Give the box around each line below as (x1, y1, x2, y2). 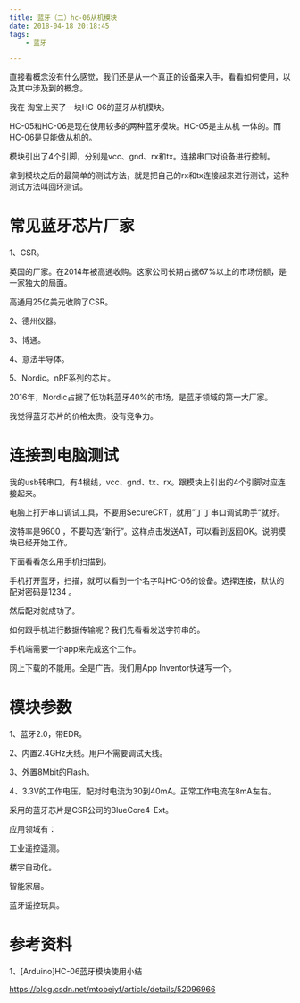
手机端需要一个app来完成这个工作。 (9, 644, 141, 655)
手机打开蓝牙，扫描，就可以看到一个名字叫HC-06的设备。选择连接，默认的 (9, 575, 285, 587)
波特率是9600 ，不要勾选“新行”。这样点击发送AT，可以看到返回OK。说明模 (9, 526, 286, 537)
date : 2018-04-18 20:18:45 (9, 21, 110, 30)
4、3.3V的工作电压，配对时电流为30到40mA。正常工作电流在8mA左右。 (9, 785, 277, 797)
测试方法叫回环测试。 (9, 181, 87, 193)
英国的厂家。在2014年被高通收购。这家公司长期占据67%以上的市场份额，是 (9, 266, 287, 278)
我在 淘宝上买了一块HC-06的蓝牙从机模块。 (9, 102, 170, 113)
